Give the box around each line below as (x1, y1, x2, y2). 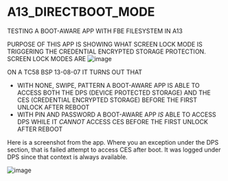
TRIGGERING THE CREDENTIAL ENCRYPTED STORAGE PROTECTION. (7, 47, 206, 56)
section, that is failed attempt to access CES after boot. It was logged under (7, 145, 221, 154)
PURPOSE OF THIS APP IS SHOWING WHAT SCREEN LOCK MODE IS (7, 40, 203, 48)
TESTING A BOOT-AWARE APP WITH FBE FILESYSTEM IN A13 (7, 27, 183, 35)
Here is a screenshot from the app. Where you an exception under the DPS (7, 138, 219, 146)
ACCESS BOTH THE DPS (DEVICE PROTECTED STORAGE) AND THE (16, 88, 211, 97)
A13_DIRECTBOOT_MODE (7, 4, 155, 20)
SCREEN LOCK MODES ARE (7, 54, 87, 62)
